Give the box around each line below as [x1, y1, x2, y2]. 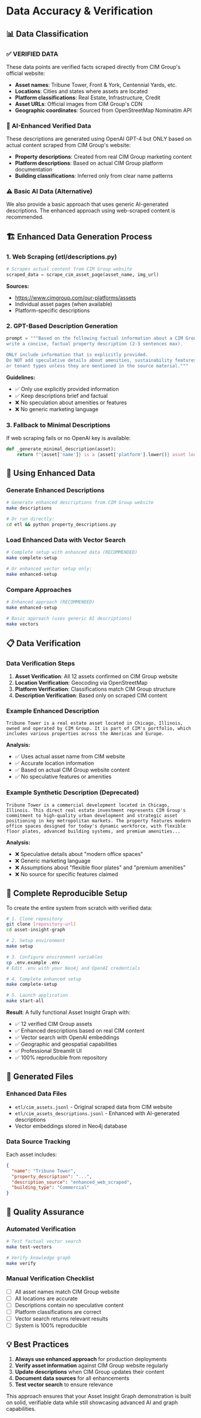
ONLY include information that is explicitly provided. [6, 351, 148, 357]
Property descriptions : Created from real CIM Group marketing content [14, 153, 192, 160]
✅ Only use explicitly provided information [14, 385, 119, 393]
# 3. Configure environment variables [6, 954, 103, 960]
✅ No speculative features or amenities [14, 773, 112, 781]
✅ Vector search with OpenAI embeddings [14, 1034, 120, 1041]
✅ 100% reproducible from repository [14, 1054, 108, 1061]
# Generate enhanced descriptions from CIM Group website [6, 500, 154, 506]
